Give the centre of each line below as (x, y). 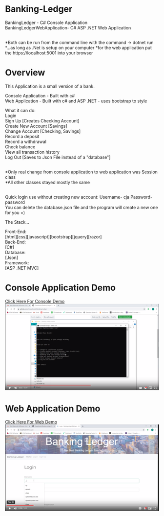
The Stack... (17, 222)
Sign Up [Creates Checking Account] (42, 120)
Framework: (17, 262)
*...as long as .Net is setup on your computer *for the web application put (79, 47)
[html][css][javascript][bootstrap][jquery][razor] (53, 236)
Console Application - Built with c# (40, 95)
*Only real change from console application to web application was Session (81, 172)
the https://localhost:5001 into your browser (49, 53)
